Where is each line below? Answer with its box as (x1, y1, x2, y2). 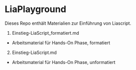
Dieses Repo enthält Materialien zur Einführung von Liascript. (5, 20, 131, 26)
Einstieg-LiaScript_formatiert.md (12, 30, 79, 36)
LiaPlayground (5, 4, 66, 15)
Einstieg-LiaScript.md (12, 49, 57, 55)
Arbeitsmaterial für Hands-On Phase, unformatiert (12, 59, 116, 65)
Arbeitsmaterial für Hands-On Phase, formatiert (12, 39, 110, 46)
